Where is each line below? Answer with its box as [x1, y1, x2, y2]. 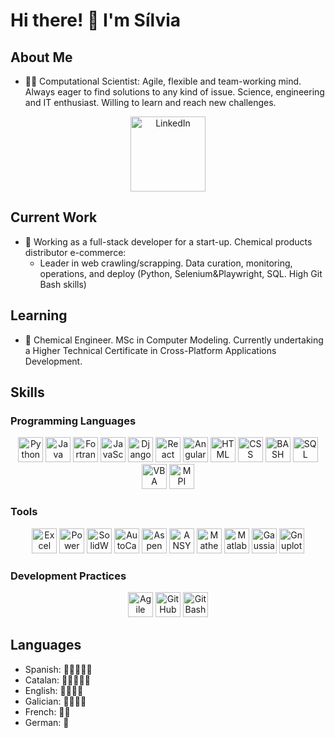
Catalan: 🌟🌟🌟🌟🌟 [24, 674, 91, 686]
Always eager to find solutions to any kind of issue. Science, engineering [24, 86, 325, 98]
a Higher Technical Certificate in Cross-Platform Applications [24, 344, 277, 356]
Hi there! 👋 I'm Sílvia [10, 9, 182, 32]
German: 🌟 [24, 716, 70, 728]
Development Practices [10, 569, 127, 583]
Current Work [10, 209, 98, 226]
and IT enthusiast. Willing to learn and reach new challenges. [24, 97, 277, 108]
